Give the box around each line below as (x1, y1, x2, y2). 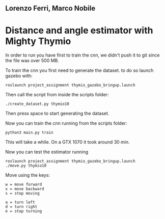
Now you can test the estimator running (5, 149, 88, 155)
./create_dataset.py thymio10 (5, 101, 70, 106)
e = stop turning (5, 209, 42, 214)
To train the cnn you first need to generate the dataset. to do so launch (5, 67, 154, 73)
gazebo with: (5, 73, 33, 79)
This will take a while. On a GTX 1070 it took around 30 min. (5, 139, 130, 145)
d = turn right (5, 204, 38, 209)
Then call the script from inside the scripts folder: (5, 92, 109, 98)
